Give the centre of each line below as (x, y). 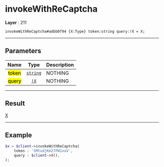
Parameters (23, 51)
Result (15, 104)
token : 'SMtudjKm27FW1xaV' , (43, 151)
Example (19, 135)
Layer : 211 (16, 22)
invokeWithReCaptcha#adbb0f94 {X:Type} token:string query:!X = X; (75, 31)
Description (60, 64)
